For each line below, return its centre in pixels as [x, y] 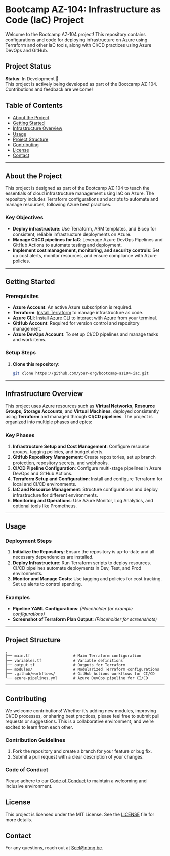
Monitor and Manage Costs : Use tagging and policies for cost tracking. [87, 579]
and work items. [29, 340]
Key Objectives [24, 218]
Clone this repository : [36, 364]
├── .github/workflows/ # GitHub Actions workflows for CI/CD [80, 674]
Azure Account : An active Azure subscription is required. [72, 307]
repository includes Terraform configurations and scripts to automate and [82, 199]
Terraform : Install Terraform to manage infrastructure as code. [78, 313]
